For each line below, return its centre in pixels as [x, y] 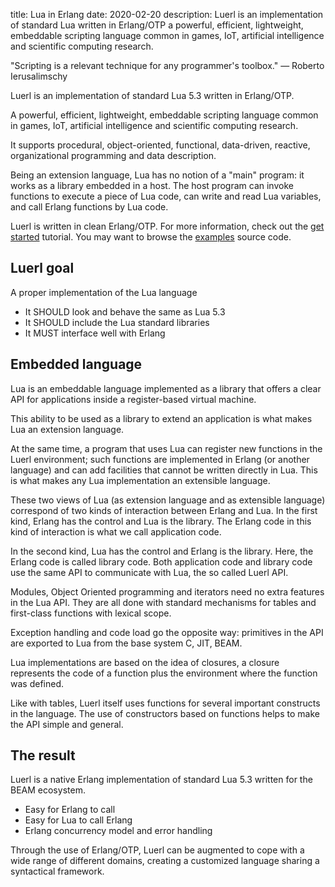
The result [43, 755]
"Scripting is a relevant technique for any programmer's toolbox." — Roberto [167, 65]
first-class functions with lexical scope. [91, 613]
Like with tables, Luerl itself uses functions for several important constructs [165, 703]
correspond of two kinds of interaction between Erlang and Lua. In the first [164, 510]
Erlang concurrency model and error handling [118, 831]
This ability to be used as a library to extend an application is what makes [161, 418]
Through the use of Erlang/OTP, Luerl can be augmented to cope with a [157, 850]
